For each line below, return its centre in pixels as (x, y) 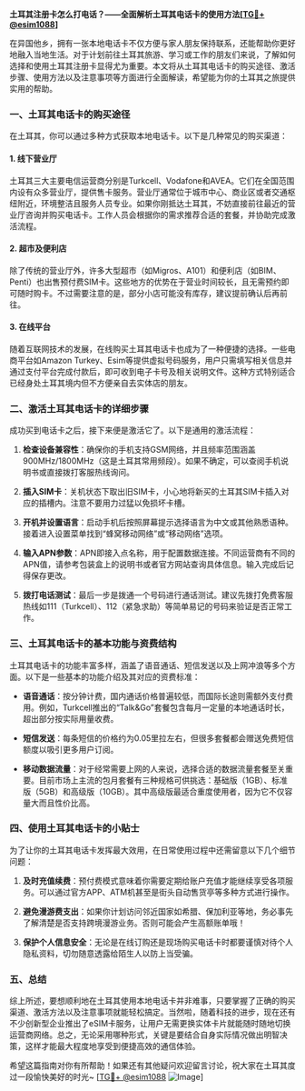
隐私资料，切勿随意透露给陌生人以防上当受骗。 (110, 953)
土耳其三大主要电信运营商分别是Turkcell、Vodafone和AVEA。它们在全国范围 (152, 180)
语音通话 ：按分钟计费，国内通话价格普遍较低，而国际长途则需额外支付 (154, 696)
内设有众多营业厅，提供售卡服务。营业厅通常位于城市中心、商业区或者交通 (148, 192)
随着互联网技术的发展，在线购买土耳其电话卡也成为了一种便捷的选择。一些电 (152, 348)
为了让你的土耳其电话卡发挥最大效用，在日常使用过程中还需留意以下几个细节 (152, 850)
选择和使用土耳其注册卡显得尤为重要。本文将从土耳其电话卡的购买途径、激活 (152, 66)
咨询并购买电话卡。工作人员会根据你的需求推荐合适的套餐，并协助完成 (156, 215)
